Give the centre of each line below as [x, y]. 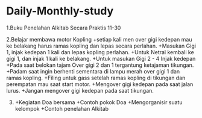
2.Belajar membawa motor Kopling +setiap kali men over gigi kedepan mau [99, 39]
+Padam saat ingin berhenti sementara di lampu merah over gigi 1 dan [93, 71]
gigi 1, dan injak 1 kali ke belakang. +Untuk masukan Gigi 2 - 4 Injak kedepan [101, 58]
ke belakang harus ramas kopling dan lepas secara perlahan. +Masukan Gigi [101, 46]
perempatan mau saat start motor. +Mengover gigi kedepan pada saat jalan [100, 84]
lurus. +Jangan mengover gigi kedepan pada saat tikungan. [80, 90]
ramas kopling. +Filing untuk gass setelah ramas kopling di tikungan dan [96, 78]
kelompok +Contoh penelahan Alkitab [62, 108]
